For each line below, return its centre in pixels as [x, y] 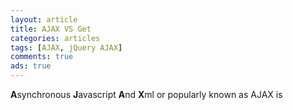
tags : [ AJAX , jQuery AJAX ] [66, 47]
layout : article [44, 19]
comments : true [42, 57]
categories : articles [55, 38]
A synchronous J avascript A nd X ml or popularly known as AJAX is [146, 94]
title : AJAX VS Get [51, 29]
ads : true [31, 66]
